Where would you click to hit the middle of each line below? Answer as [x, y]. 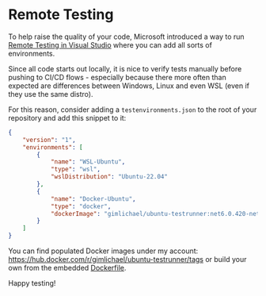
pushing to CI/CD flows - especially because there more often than [118, 77]
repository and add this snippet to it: [67, 117]
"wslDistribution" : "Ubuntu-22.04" [109, 177]
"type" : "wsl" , [76, 169]
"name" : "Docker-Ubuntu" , [93, 199]
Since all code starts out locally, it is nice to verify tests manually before [125, 68]
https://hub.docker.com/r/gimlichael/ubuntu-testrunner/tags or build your [127, 259]
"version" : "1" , [49, 140]
